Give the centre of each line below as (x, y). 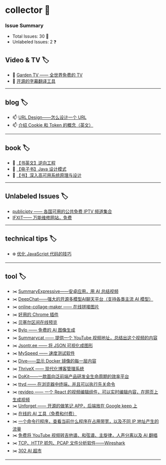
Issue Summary (24, 26)
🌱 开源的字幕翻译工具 (34, 81)
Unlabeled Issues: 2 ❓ (34, 42)
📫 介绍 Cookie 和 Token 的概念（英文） (53, 125)
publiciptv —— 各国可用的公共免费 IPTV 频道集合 (62, 211)
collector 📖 (28, 10)
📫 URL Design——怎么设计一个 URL (49, 117)
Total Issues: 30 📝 (30, 36)
